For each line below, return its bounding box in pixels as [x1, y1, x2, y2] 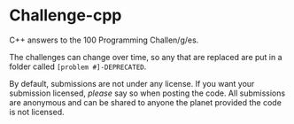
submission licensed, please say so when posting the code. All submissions [9, 88, 286, 98]
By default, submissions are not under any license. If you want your [9, 78, 255, 89]
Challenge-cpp [9, 5, 122, 26]
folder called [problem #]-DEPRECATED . [9, 61, 147, 72]
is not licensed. [9, 106, 65, 117]
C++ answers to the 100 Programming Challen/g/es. [9, 35, 199, 45]
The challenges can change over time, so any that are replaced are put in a [9, 51, 282, 62]
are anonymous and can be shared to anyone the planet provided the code [9, 97, 282, 107]
